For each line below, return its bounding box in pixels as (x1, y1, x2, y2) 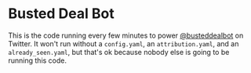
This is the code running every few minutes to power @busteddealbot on (8, 31, 244, 40)
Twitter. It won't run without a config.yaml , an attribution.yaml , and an (8, 38, 239, 48)
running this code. (8, 56, 67, 65)
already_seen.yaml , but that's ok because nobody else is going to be (8, 47, 230, 57)
